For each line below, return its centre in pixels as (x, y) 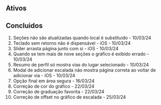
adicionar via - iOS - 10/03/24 (44, 76)
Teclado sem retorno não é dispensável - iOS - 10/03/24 (72, 43)
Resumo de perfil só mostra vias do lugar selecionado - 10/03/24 (81, 65)
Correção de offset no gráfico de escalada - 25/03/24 (69, 97)
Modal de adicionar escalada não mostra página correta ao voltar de (84, 70)
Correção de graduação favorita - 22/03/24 (59, 92)
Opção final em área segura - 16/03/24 (54, 81)
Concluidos (24, 26)
